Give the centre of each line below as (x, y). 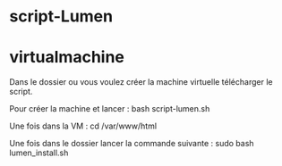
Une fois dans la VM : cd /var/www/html (83, 126)
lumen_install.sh (39, 153)
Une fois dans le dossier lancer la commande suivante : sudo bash (132, 144)
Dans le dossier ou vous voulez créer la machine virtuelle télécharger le (141, 82)
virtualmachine (67, 58)
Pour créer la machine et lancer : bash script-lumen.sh (110, 109)
